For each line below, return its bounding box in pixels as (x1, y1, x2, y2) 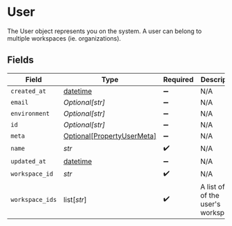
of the (200, 190, 220, 200)
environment (10, 110, 50, 117)
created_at (10, 87, 46, 95)
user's (200, 199, 221, 209)
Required (163, 74, 194, 84)
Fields (7, 54, 35, 66)
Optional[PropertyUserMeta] (63, 131, 157, 141)
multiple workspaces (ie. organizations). (7, 34, 122, 42)
